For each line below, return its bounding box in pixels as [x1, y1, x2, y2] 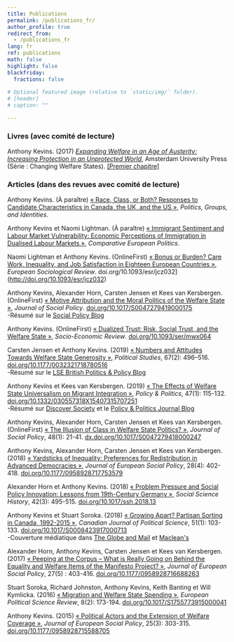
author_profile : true [7, 23, 71, 30]
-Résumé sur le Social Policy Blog [7, 311, 104, 320]
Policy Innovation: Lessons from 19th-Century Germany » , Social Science [7, 490, 219, 499]
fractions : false [13, 75, 64, 83]
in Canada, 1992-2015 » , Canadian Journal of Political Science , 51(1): [7, 518, 207, 527]
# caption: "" [7, 102, 49, 109]
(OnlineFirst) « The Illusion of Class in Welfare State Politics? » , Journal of [7, 425, 221, 434]
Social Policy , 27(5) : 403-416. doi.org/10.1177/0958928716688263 [7, 570, 200, 578]
